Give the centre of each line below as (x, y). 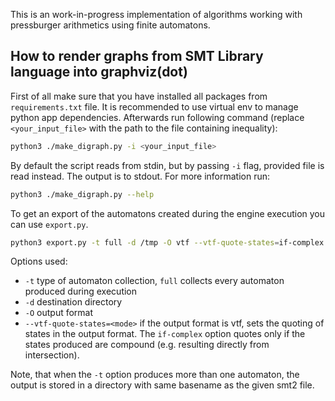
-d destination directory (73, 302)
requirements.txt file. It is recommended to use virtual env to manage (154, 106)
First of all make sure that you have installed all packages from (139, 96)
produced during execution (81, 291)
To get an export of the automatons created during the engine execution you (168, 213)
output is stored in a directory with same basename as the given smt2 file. (162, 385)
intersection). (52, 355)
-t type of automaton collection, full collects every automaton (154, 281)
